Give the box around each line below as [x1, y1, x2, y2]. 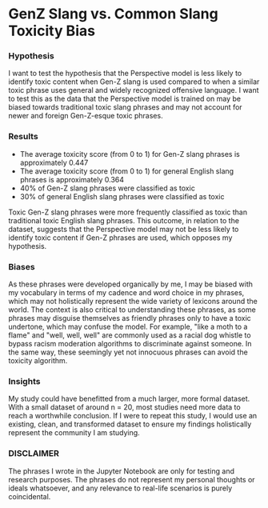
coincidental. [8, 491, 51, 501]
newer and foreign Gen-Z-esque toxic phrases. [8, 111, 163, 121]
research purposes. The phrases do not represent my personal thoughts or [8, 474, 255, 484]
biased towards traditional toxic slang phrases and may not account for [8, 102, 242, 112]
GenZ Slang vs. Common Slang [8, 5, 218, 23]
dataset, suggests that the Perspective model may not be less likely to [8, 224, 239, 234]
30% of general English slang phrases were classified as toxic [19, 191, 225, 201]
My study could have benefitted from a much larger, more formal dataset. [8, 394, 250, 404]
